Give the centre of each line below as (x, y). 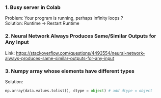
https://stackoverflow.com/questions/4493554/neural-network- (80, 53)
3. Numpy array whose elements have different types (70, 71)
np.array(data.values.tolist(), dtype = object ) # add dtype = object (79, 91)
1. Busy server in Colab (33, 7)
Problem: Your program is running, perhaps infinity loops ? (64, 18)
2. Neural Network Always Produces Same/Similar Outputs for (80, 36)
